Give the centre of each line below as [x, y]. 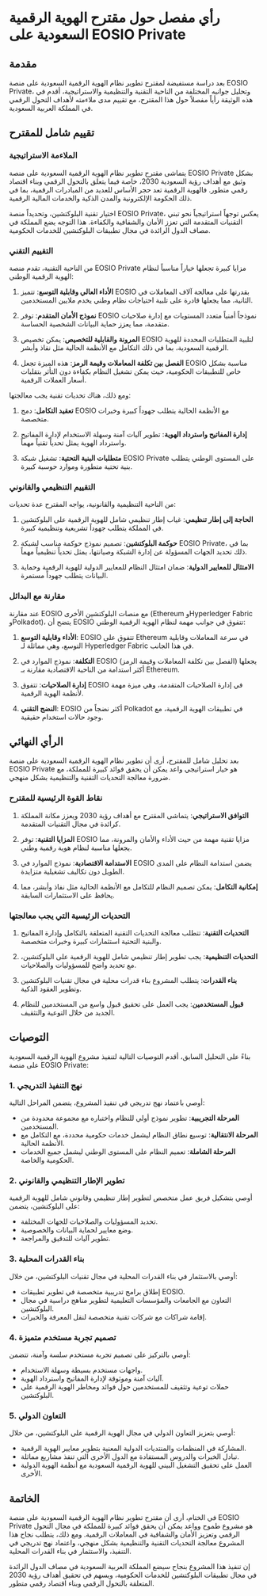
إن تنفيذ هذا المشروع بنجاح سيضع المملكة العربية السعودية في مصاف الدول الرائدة [130, 1567]
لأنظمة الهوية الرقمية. [52, 693]
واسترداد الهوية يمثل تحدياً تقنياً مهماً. [73, 442]
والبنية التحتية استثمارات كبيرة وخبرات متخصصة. [91, 941]
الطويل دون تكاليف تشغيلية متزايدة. [72, 871]
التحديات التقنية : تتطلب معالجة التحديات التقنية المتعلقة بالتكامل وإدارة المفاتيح [134, 932]
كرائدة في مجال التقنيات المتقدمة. [71, 824]
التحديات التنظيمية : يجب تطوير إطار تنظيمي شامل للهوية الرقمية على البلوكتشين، [139, 956]
